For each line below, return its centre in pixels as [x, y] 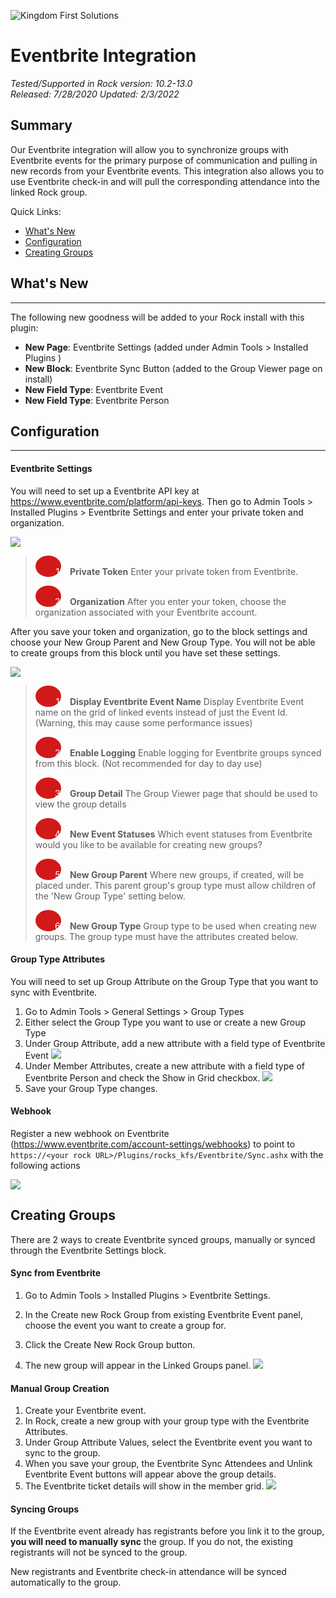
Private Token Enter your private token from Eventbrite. [184, 571]
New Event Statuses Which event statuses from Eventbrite [191, 834]
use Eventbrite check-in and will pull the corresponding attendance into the [165, 181]
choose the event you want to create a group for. [125, 1325]
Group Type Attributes [58, 959]
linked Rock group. [49, 192]
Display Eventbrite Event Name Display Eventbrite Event [187, 701]
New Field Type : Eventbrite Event [94, 389]
